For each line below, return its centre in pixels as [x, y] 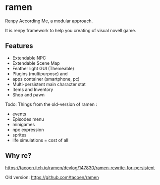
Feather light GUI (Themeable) [43, 68]
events [19, 114]
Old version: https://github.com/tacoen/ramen [52, 177]
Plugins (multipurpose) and [40, 74]
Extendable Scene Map [36, 63]
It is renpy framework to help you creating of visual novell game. [71, 30]
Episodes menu [28, 119]
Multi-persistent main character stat [49, 84]
